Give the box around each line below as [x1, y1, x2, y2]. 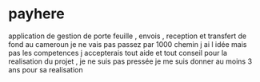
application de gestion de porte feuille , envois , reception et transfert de [8, 31, 247, 41]
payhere [8, 5, 66, 23]
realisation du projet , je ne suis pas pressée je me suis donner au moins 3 [8, 57, 253, 66]
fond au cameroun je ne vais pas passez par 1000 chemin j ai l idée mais [8, 39, 247, 49]
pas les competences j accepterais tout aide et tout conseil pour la [8, 48, 228, 57]
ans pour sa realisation [8, 64, 83, 74]
